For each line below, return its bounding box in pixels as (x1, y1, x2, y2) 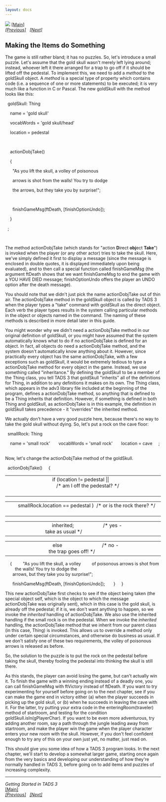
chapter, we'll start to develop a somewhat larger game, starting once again (5, 751, 159, 757)
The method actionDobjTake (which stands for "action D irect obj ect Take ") (5, 245, 158, 251)
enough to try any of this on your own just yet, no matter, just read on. (5, 736, 147, 742)
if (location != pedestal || (52, 476, 110, 483)
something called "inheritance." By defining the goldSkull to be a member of (5, 370, 160, 375)
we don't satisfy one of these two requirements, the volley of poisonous (5, 638, 152, 644)
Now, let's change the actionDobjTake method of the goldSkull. (5, 455, 133, 461)
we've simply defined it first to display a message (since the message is (5, 255, 152, 261)
